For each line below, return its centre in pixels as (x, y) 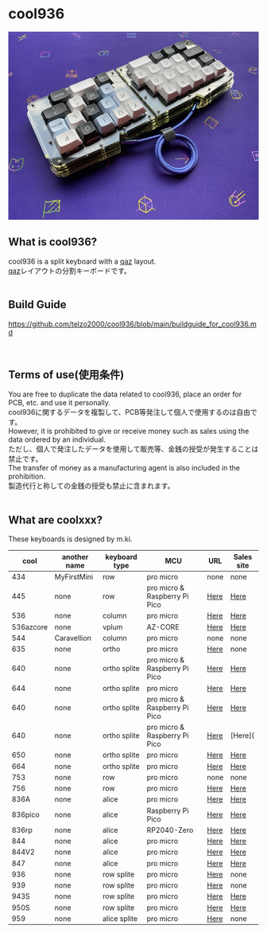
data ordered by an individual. (57, 439)
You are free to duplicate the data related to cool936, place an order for (125, 394)
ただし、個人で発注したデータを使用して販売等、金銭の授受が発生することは (133, 449)
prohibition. (27, 476)
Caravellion (73, 638)
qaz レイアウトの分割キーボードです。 (70, 271)
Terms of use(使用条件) (66, 375)
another (75, 556)
